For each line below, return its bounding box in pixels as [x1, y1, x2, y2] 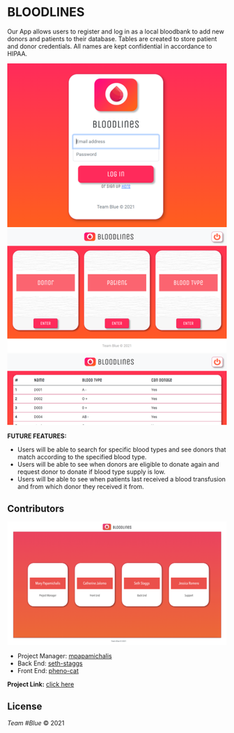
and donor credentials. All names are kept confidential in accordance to [7, 42, 212, 50]
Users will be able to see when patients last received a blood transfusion [17, 475, 226, 484]
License [7, 700, 42, 712]
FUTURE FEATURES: [7, 432, 68, 440]
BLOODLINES [7, 4, 85, 20]
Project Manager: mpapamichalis [17, 652, 113, 661]
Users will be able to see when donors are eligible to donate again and [17, 461, 219, 469]
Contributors [7, 502, 65, 514]
